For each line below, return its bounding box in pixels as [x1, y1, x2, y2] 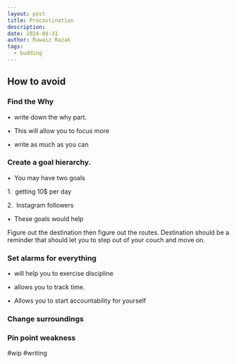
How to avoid [7, 75, 66, 88]
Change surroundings [7, 314, 85, 324]
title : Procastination [7, 17, 74, 24]
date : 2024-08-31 [7, 30, 58, 37]
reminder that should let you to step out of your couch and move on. [7, 235, 206, 244]
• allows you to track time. [7, 283, 86, 291]
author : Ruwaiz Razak [7, 37, 71, 44]
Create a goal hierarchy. [7, 158, 92, 168]
